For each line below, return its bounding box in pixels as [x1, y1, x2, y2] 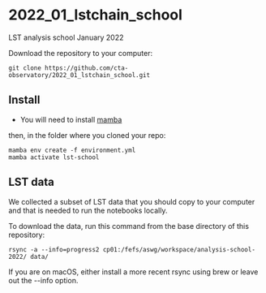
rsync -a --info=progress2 [8, 245, 100, 253]
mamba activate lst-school [8, 153, 100, 162]
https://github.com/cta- [44, 63, 129, 72]
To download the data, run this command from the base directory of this [8, 221, 250, 231]
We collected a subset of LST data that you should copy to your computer [8, 196, 255, 206]
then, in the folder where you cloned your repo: [8, 130, 166, 140]
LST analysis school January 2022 [8, 32, 124, 42]
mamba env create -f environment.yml [8, 146, 136, 154]
